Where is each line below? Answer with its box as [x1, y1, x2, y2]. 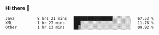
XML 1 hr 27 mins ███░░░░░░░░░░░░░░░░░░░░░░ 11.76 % [5, 20, 154, 26]
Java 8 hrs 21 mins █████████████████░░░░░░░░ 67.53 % [5, 16, 154, 21]
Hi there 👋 [5, 5, 31, 12]
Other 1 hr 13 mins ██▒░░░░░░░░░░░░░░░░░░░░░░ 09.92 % [5, 25, 154, 30]
